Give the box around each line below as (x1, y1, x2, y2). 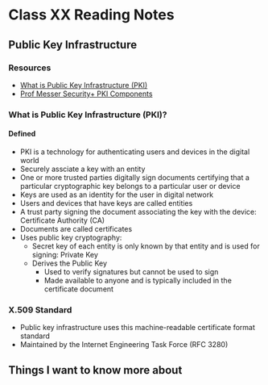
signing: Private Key (31, 250, 99, 259)
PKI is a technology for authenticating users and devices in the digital (19, 147, 250, 157)
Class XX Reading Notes (8, 6, 175, 24)
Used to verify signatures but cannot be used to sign (43, 267, 219, 276)
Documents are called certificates (19, 224, 133, 233)
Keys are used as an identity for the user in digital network (19, 190, 214, 199)
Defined (8, 129, 36, 139)
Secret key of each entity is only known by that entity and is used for (31, 241, 260, 251)
